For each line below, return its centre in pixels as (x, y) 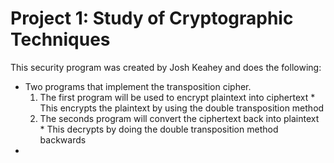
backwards (63, 139)
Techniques (60, 39)
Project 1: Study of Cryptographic (152, 18)
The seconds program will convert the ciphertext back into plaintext (179, 118)
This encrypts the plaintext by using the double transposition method (182, 108)
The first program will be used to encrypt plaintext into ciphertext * (177, 97)
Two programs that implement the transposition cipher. (138, 86)
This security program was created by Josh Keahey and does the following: (166, 67)
